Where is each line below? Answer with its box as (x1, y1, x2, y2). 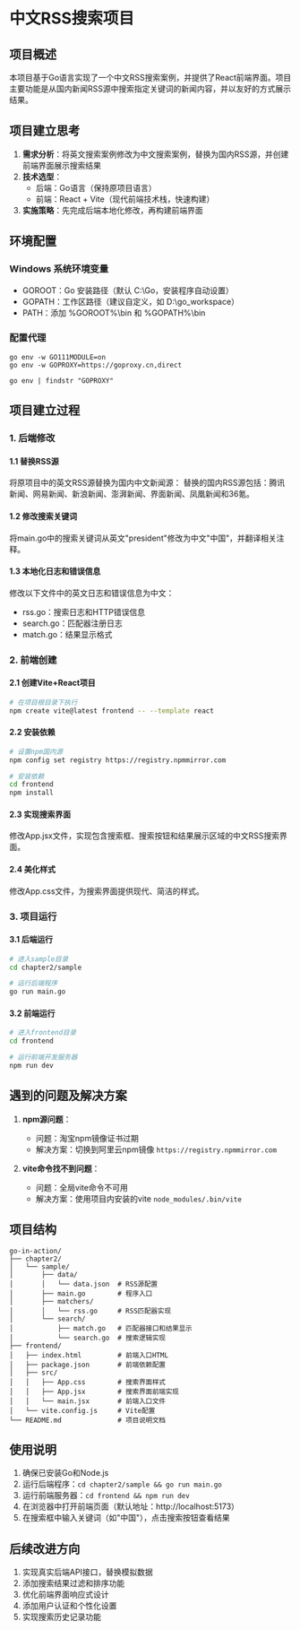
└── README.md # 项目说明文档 (9, 1416, 166, 1425)
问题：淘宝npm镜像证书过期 (35, 1132, 139, 1143)
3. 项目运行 (9, 910, 57, 923)
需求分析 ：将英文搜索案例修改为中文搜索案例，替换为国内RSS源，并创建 (21, 149, 289, 160)
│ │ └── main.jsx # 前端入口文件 (9, 1396, 166, 1406)
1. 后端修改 (9, 432, 56, 445)
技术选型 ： (21, 171, 63, 182)
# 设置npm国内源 (9, 747, 64, 756)
